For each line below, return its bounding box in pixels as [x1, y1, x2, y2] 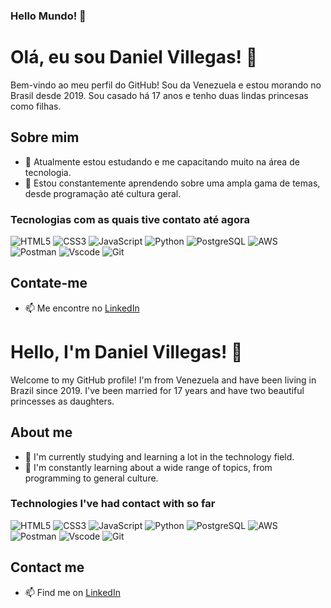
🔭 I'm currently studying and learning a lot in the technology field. [24, 450, 295, 463]
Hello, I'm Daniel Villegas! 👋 [10, 340, 243, 363]
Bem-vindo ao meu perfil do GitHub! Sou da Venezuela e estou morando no [10, 79, 322, 91]
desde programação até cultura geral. [24, 187, 182, 199]
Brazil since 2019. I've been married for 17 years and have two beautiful [10, 384, 305, 396]
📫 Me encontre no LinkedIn [24, 302, 140, 314]
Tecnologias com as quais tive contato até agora [10, 212, 250, 226]
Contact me [10, 559, 85, 576]
